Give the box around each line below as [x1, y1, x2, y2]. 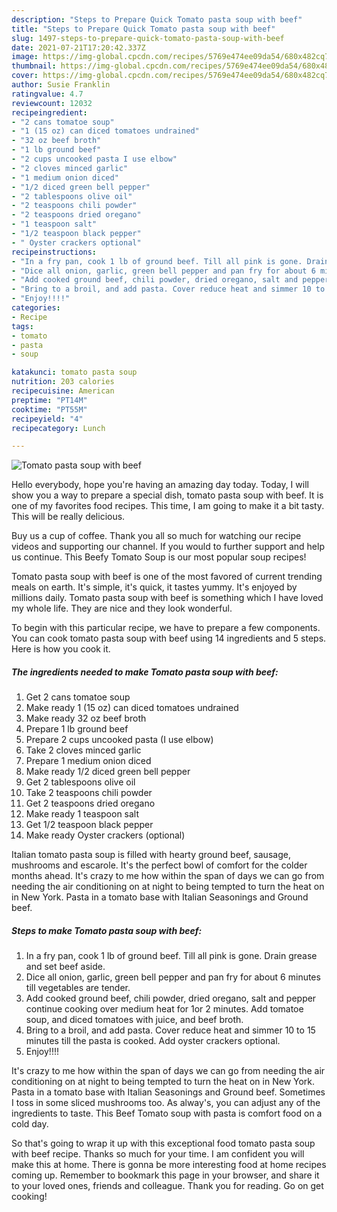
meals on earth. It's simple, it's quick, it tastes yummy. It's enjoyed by [11, 581, 298, 593]
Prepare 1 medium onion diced [25, 755, 152, 767]
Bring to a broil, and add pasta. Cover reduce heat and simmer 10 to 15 [25, 1024, 316, 1036]
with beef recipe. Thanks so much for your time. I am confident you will [11, 1148, 305, 1160]
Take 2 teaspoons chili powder [25, 787, 153, 799]
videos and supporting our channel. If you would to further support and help [11, 541, 325, 553]
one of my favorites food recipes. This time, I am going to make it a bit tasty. [11, 500, 325, 512]
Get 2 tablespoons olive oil [25, 776, 136, 788]
